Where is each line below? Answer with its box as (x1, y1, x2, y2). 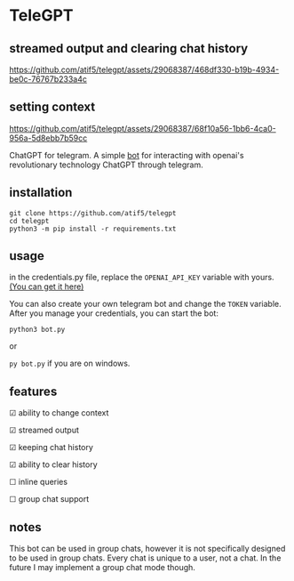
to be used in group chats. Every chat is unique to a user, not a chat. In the (9, 553, 282, 563)
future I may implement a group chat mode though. (9, 562, 195, 573)
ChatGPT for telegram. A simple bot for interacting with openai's (9, 149, 244, 160)
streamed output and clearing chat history (9, 41, 249, 56)
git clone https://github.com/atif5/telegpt (9, 208, 177, 218)
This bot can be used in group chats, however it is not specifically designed (9, 544, 286, 554)
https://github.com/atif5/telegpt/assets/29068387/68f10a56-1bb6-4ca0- (9, 123, 277, 133)
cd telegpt (9, 216, 50, 225)
